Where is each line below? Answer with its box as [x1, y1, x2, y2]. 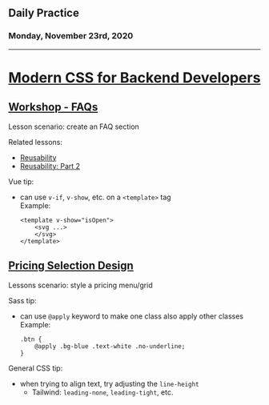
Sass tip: [8, 295, 38, 305]
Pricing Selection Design [8, 259, 134, 273]
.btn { [19, 335, 42, 343]
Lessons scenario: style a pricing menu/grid [8, 280, 154, 290]
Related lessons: [8, 137, 62, 146]
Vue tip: [8, 176, 34, 186]
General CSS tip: [8, 363, 63, 373]
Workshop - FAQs [8, 100, 98, 114]
